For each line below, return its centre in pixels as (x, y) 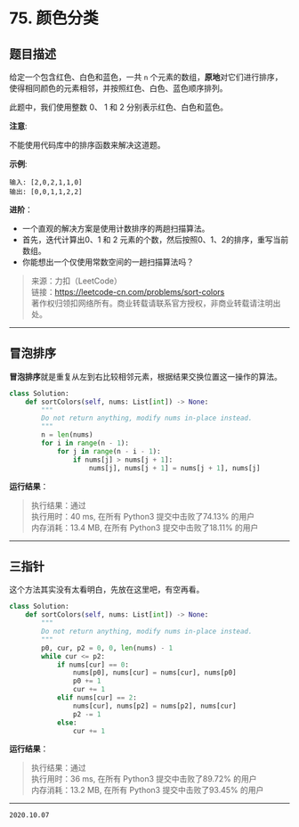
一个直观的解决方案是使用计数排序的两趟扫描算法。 (116, 229)
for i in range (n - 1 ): (85, 443)
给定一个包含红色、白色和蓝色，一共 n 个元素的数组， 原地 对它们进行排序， (146, 77)
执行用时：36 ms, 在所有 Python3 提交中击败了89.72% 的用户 (144, 779)
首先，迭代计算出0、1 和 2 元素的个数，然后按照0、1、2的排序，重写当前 (155, 240)
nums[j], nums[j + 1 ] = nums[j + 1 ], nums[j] (174, 468)
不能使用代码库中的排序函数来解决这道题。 (87, 145)
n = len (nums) (67, 435)
